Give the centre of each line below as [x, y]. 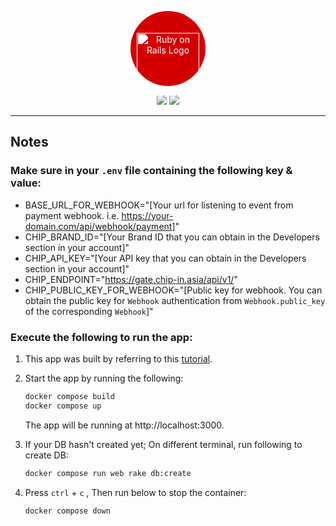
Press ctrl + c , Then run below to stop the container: [135, 492]
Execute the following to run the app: [101, 337]
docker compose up [63, 406]
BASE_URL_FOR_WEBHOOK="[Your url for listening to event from [159, 205]
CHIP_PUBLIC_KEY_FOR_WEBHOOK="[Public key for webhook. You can [173, 290]
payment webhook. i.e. [72, 215]
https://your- [147, 215]
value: [26, 183]
